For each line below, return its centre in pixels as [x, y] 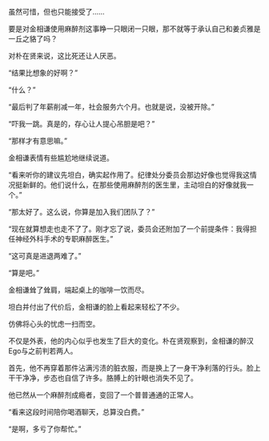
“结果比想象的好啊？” [43, 73]
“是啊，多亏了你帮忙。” [45, 429]
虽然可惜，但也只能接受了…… [57, 12]
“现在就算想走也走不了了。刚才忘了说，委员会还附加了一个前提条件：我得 [129, 229]
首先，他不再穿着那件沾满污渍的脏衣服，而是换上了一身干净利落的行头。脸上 [134, 368]
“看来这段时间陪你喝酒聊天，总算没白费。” [76, 412]
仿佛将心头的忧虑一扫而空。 [54, 324]
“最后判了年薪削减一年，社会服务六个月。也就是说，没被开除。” [111, 107]
